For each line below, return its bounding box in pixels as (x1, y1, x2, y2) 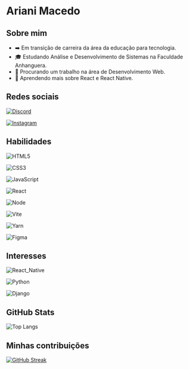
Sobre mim (6, 28, 48, 38)
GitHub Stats (6, 307, 55, 318)
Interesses (6, 251, 47, 261)
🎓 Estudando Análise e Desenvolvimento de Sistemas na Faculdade (14, 53, 184, 60)
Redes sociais (6, 92, 59, 102)
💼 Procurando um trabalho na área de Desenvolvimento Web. (14, 68, 166, 75)
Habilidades (6, 136, 52, 147)
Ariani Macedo (6, 4, 80, 18)
